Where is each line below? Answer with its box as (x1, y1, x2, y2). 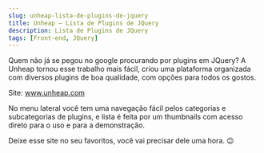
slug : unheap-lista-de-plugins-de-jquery (8, 11, 149, 20)
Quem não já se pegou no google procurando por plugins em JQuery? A (8, 56, 246, 65)
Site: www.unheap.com (8, 88, 86, 98)
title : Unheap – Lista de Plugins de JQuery (8, 19, 159, 27)
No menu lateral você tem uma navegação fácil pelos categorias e (8, 104, 226, 113)
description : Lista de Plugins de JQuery (8, 26, 149, 34)
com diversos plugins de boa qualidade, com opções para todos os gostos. (8, 73, 257, 82)
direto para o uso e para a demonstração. (8, 120, 146, 130)
